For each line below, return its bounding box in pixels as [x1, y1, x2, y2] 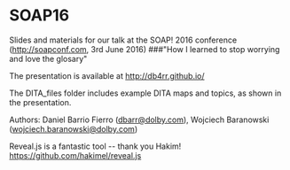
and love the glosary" [9, 53, 88, 64]
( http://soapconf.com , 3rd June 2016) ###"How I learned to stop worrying [9, 43, 280, 54]
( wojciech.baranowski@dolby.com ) [9, 123, 138, 134]
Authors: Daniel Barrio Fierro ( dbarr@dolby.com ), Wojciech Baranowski [9, 114, 270, 125]
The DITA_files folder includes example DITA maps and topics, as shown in [9, 88, 282, 98]
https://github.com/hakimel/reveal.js [9, 150, 142, 160]
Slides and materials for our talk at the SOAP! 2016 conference [9, 35, 238, 45]
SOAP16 [9, 5, 70, 26]
